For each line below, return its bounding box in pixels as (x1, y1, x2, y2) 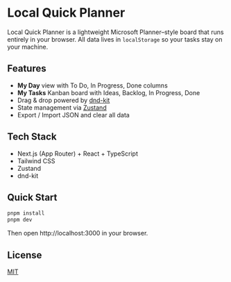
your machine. (7, 42, 49, 51)
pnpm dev (7, 217, 33, 224)
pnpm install (7, 210, 45, 217)
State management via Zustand (17, 103, 107, 112)
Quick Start (7, 191, 58, 203)
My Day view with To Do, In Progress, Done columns (17, 81, 168, 90)
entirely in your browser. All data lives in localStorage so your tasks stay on (7, 35, 223, 43)
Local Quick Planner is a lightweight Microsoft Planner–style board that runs (7, 28, 224, 36)
